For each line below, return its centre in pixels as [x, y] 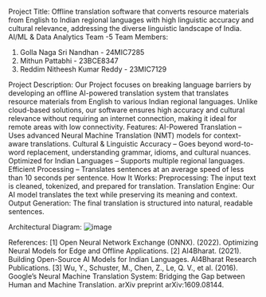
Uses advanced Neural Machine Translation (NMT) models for [110, 135]
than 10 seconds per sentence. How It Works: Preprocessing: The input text [132, 178]
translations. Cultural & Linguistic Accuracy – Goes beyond [127, 144]
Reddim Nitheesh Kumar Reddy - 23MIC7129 [93, 69]
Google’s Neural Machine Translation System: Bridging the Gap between [127, 276]
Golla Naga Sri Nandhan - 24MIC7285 [82, 52]
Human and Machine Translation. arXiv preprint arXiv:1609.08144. [116, 285]
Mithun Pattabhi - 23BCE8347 [69, 61]
